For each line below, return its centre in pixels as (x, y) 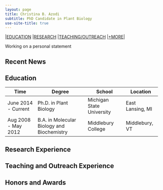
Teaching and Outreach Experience (59, 166)
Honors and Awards (36, 182)
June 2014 (20, 103)
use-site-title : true (27, 23)
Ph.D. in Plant (53, 103)
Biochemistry (53, 132)
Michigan (98, 100)
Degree (60, 92)
